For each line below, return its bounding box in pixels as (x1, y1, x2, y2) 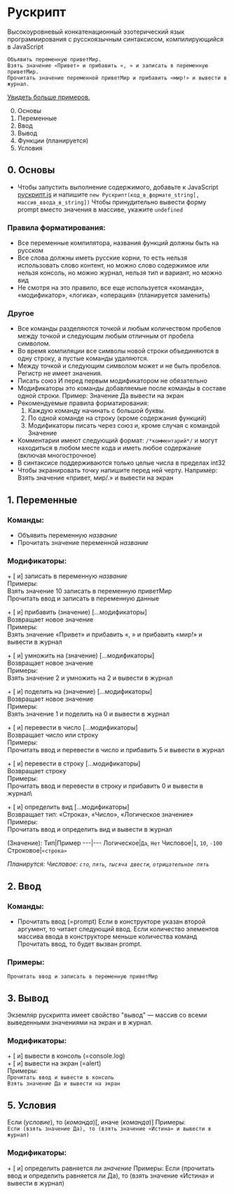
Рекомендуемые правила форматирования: (17, 399, 149, 407)
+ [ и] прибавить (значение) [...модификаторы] (7, 608, 147, 617)
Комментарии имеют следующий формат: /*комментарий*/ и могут (17, 436, 218, 445)
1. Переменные (7, 494, 78, 506)
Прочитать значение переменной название (17, 539, 149, 547)
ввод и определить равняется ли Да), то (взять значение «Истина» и (7, 1171, 214, 1180)
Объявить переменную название (17, 531, 118, 539)
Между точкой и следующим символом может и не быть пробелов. (17, 362, 222, 370)
